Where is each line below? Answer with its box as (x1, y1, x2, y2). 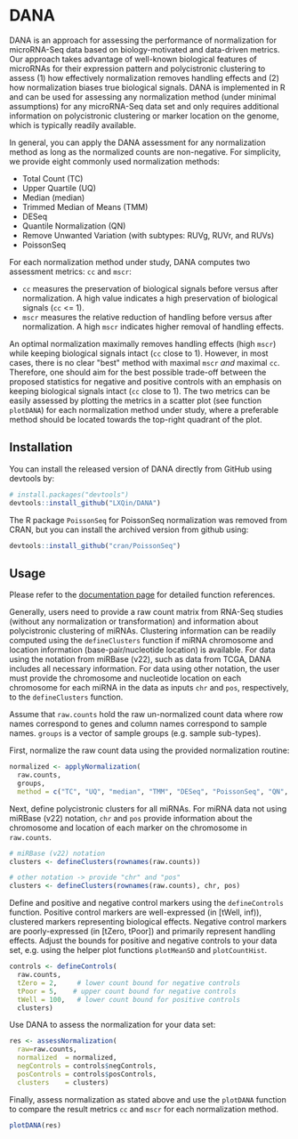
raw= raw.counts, (17, 1045, 77, 1054)
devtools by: (9, 473, 55, 483)
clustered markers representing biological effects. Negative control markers (9, 917, 287, 927)
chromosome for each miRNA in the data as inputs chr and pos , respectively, (9, 683, 289, 693)
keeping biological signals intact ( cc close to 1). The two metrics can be (9, 385, 270, 396)
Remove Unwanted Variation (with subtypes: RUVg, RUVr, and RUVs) (21, 230, 275, 240)
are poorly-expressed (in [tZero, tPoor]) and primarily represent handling (9, 926, 276, 937)
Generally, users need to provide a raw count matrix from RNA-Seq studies (9, 607, 284, 618)
